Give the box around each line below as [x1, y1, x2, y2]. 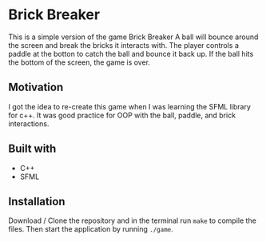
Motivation [8, 81, 64, 94]
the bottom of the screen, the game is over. [8, 58, 150, 67]
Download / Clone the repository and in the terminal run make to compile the [8, 216, 257, 225]
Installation [8, 194, 66, 208]
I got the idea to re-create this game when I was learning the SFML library [8, 101, 252, 111]
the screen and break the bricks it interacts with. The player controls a [8, 40, 240, 50]
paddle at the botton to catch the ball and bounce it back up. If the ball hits [8, 49, 254, 58]
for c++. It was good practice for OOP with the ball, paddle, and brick [8, 110, 236, 120]
